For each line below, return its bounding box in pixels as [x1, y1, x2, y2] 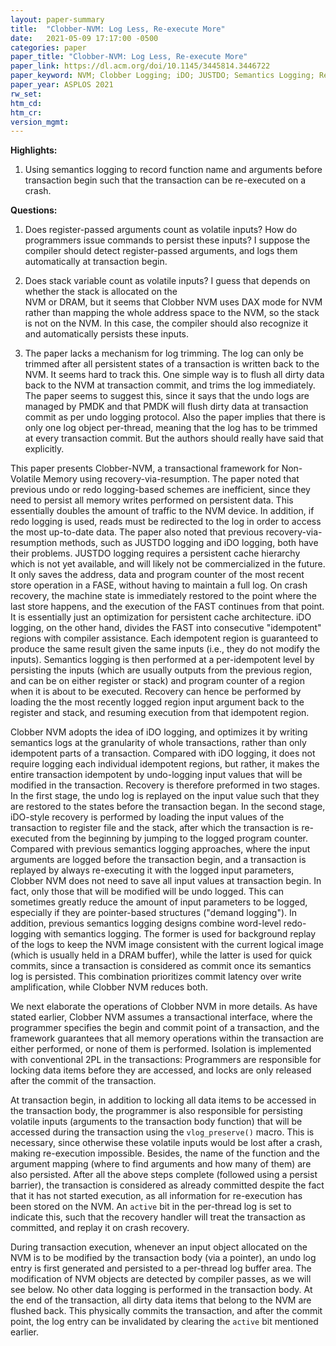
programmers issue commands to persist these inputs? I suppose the [24, 234, 311, 246]
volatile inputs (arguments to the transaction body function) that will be [10, 1116, 303, 1128]
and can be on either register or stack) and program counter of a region [10, 675, 305, 687]
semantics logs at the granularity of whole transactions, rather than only [10, 737, 307, 749]
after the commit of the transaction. [10, 1075, 157, 1087]
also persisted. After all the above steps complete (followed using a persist [10, 1169, 318, 1181]
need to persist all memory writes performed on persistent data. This [10, 494, 294, 506]
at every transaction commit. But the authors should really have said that [24, 432, 324, 445]
